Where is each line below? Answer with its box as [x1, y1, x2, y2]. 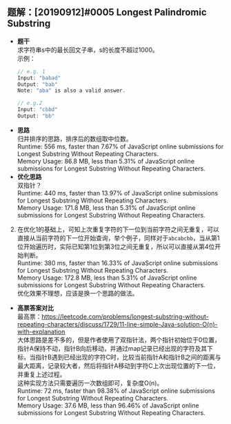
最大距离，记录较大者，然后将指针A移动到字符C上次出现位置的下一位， [17, 361, 219, 369]
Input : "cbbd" [17, 106, 58, 113]
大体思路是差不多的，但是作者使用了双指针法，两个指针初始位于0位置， [17, 336, 221, 344]
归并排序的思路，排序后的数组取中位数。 [17, 134, 132, 143]
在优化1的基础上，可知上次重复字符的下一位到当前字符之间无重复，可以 [17, 225, 219, 233]
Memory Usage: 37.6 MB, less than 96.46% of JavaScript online [17, 401, 199, 409]
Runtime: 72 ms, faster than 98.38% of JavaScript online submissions [17, 386, 216, 395]
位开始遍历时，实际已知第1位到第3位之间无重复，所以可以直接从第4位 [17, 242, 215, 251]
